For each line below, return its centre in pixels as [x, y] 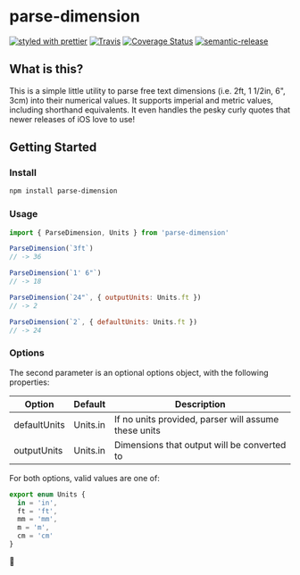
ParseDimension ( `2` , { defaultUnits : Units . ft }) [104, 322]
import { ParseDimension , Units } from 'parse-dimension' [119, 233]
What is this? [46, 69]
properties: [29, 382]
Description [200, 404]
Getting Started [53, 148]
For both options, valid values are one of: [85, 478]
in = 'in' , [37, 503]
